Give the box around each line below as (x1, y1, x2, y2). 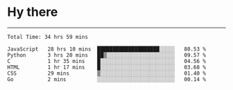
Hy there (7, 4, 58, 20)
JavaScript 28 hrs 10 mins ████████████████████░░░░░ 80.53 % (7, 46, 207, 53)
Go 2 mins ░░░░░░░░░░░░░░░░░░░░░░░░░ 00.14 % (7, 75, 207, 83)
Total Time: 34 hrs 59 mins (7, 33, 89, 40)
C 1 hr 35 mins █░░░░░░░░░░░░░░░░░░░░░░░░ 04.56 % (7, 57, 207, 64)
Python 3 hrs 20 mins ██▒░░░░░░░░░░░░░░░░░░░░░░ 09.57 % (7, 51, 207, 59)
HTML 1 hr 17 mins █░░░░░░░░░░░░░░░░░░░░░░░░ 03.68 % (7, 64, 207, 71)
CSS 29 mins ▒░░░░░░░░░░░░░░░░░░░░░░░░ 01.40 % (7, 70, 207, 77)
